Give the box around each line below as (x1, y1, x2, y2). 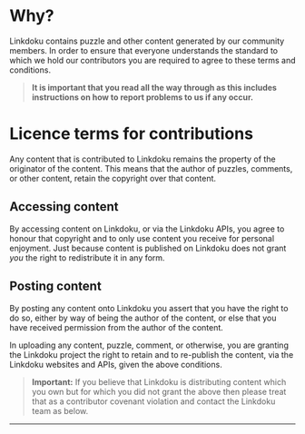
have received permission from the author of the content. (9, 321, 224, 332)
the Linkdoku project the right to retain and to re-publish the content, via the (9, 349, 294, 360)
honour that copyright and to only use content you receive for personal (9, 232, 275, 243)
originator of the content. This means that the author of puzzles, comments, (9, 163, 293, 173)
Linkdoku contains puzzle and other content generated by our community (9, 35, 285, 46)
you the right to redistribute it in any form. (9, 252, 165, 263)
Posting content (9, 279, 102, 294)
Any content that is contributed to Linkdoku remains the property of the (9, 153, 276, 164)
